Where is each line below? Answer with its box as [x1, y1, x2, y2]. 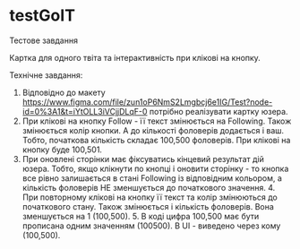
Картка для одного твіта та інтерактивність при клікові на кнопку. [9, 52, 261, 63]
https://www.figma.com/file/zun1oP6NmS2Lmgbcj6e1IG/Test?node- [21, 96, 273, 107]
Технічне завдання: [9, 69, 83, 81]
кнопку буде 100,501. [21, 144, 103, 155]
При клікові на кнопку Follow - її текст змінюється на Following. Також [21, 116, 292, 126]
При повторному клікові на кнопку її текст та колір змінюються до [21, 192, 278, 202]
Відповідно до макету [21, 87, 106, 98]
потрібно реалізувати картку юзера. [149, 106, 288, 116]
